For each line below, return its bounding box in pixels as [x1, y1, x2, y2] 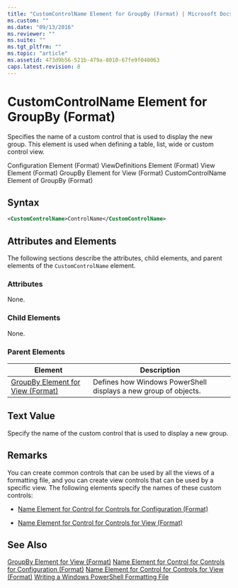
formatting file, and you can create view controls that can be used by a [7, 476, 214, 484]
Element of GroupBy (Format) [7, 176, 93, 184]
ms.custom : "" [7, 17, 50, 24]
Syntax [7, 196, 40, 209]
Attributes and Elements [7, 235, 117, 247]
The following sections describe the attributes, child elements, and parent [7, 254, 222, 262]
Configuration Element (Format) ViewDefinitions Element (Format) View [7, 161, 215, 170]
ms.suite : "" [7, 37, 46, 44]
